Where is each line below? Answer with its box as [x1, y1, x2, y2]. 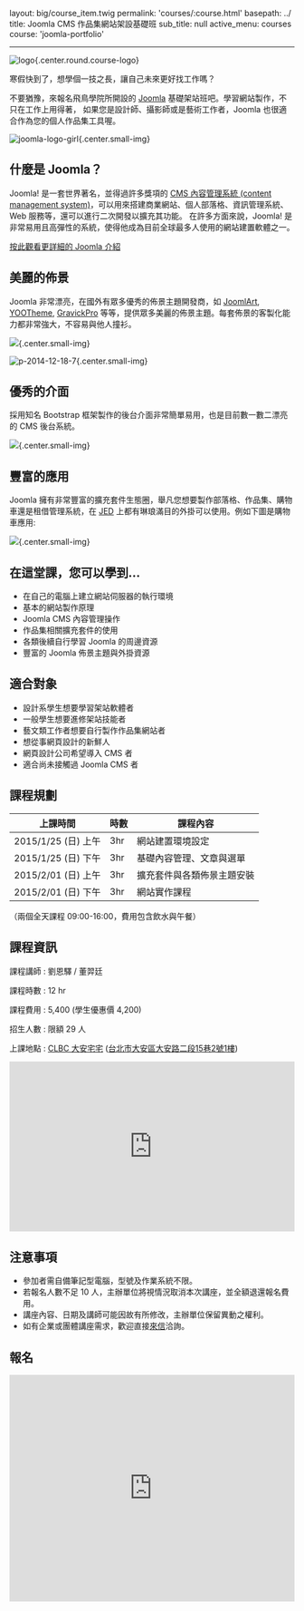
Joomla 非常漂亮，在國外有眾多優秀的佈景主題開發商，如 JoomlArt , [9, 296, 261, 306]
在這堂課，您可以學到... [9, 565, 141, 580]
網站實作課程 [137, 886, 192, 898]
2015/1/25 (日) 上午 [14, 834, 101, 847]
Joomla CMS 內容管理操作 [22, 614, 120, 625]
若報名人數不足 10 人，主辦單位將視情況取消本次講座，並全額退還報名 [22, 1286, 282, 1297]
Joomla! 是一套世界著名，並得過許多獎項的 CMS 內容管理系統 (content [9, 188, 272, 199]
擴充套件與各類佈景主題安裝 [137, 869, 255, 881]
